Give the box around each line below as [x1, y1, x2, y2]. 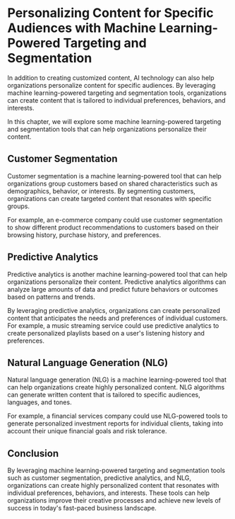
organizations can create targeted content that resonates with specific [7, 194, 212, 203]
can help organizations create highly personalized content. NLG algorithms [7, 383, 225, 392]
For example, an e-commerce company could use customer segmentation [7, 215, 223, 224]
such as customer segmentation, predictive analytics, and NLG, [7, 474, 192, 482]
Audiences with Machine [7, 20, 157, 36]
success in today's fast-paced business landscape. [7, 504, 157, 513]
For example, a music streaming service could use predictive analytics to [7, 321, 219, 330]
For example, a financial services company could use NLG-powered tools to [7, 412, 228, 421]
